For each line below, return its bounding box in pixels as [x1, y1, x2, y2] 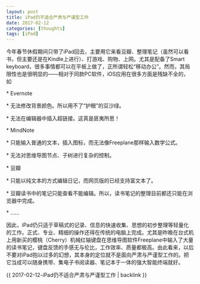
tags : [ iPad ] [6, 31, 39, 37]
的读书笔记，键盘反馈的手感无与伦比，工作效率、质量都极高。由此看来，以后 [6, 244, 194, 251]
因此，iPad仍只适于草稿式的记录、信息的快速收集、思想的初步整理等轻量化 [6, 221, 189, 229]
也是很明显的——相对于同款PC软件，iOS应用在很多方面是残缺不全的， [16, 70, 189, 78]
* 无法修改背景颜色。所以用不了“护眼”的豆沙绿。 [6, 102, 125, 109]
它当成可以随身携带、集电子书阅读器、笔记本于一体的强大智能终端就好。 [6, 259, 183, 266]
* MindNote [6, 126, 35, 134]
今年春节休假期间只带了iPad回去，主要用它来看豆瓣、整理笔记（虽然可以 [6, 48, 184, 55]
